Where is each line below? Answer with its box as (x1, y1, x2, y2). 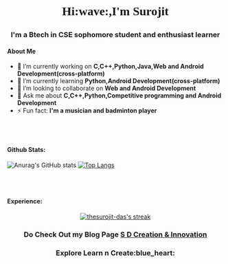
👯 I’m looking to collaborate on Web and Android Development (16, 84, 196, 93)
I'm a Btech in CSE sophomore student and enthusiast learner (10, 30, 220, 40)
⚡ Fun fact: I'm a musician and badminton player (16, 107, 157, 115)
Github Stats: (7, 145, 46, 153)
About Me (7, 47, 36, 55)
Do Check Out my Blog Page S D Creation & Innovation (23, 230, 207, 239)
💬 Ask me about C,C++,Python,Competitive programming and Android (16, 91, 222, 100)
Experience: (7, 197, 43, 206)
